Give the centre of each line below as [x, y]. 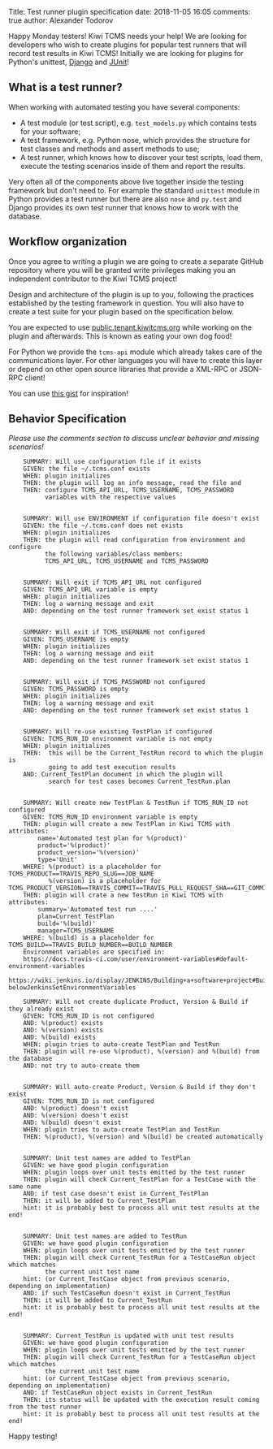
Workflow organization [68, 242]
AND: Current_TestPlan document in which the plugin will [123, 775]
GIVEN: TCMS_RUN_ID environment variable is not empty [118, 739]
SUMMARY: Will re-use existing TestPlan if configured [118, 732]
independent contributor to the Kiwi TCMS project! [93, 279]
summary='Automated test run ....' [98, 910]
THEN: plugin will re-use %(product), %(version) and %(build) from [141, 1052]
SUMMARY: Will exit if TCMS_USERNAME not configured [114, 633]
